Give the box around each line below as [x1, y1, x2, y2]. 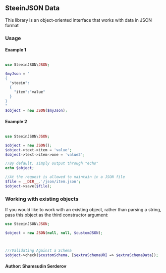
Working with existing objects [5, 195, 79, 202]
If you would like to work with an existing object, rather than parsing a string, [5, 207, 162, 213]
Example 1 [5, 47, 26, 53]
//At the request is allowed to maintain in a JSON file [5, 175, 125, 180]
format [5, 22, 19, 28]
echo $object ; [5, 166, 35, 171]
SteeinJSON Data [5, 4, 60, 12]
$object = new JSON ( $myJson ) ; [5, 108, 68, 113]
